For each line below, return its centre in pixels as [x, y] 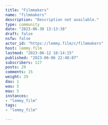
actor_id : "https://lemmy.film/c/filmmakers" [54, 44]
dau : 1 [12, 81]
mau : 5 [12, 91]
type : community [22, 24]
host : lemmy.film [24, 48]
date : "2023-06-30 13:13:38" [36, 29]
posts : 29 [16, 67]
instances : [17, 96]
